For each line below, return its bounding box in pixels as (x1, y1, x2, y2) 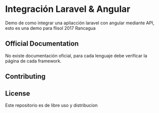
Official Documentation (5, 40, 79, 48)
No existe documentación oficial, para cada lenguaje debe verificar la (5, 53, 148, 58)
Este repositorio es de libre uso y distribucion (5, 102, 98, 108)
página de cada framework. (5, 58, 62, 64)
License (5, 89, 30, 98)
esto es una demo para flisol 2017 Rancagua (5, 25, 96, 31)
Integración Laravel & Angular (5, 3, 131, 15)
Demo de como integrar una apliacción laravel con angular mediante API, (5, 20, 155, 26)
